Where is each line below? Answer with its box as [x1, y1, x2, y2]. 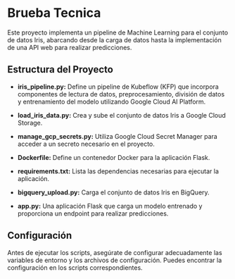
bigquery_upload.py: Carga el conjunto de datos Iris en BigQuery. [17, 188, 210, 197]
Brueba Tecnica [7, 5, 101, 21]
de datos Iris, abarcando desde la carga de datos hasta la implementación [7, 35, 222, 44]
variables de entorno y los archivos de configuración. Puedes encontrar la [7, 256, 222, 264]
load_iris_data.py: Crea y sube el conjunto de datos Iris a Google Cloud [17, 111, 227, 119]
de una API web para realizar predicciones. [7, 43, 132, 51]
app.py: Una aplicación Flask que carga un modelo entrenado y [17, 201, 203, 210]
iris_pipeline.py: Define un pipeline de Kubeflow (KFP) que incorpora [17, 82, 220, 91]
